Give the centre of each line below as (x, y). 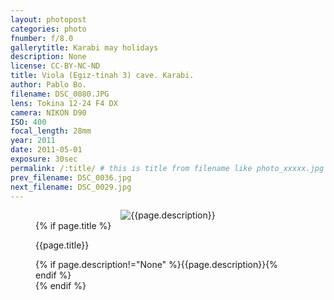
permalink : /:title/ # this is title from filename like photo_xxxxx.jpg (167, 168)
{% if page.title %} (73, 226)
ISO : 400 (28, 122)
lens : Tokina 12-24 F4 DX (64, 103)
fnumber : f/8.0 (42, 38)
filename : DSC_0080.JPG (60, 94)
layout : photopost (48, 19)
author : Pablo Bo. (48, 85)
